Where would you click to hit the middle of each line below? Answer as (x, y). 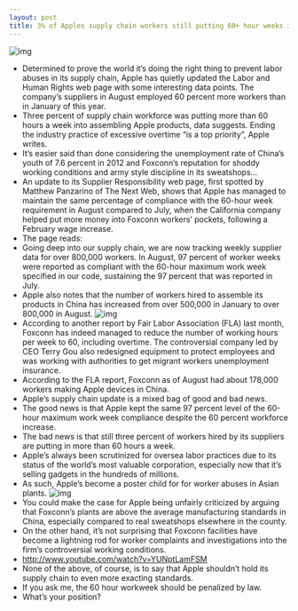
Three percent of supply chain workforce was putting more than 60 (145, 115)
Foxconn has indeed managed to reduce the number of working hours (150, 332)
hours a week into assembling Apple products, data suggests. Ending (149, 124)
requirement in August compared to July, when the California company (151, 210)
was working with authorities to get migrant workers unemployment (145, 361)
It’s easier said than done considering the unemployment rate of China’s (153, 153)
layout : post (33, 17)
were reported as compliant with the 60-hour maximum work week (144, 266)
